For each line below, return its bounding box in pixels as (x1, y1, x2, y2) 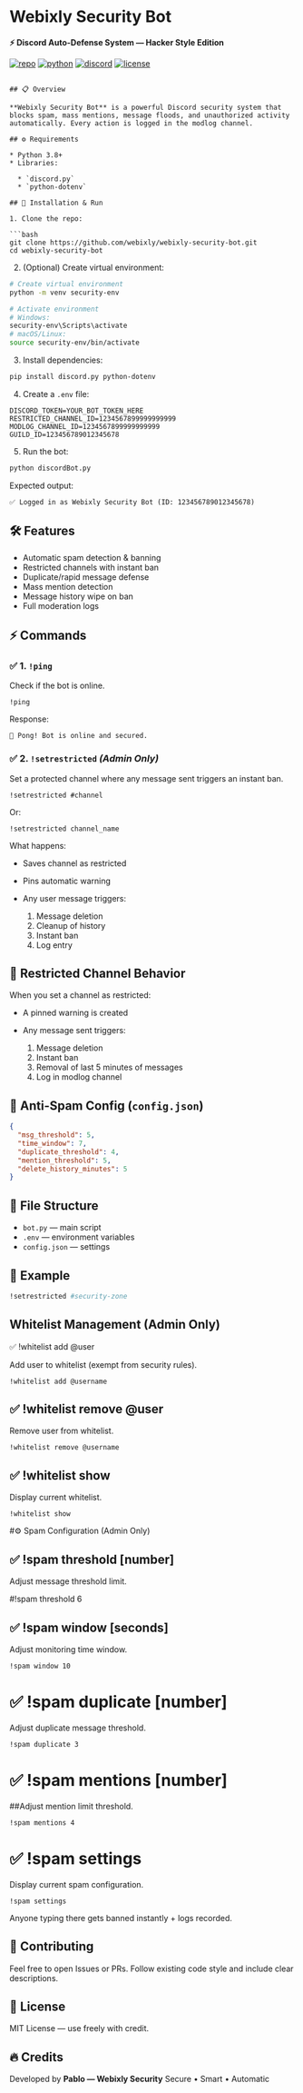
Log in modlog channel (35, 1071, 122, 1082)
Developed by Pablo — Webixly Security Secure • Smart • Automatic (9, 2074, 270, 2085)
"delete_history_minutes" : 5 (17, 1164, 128, 1173)
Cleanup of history (35, 920, 106, 931)
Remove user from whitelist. (9, 1425, 114, 1437)
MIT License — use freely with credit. (9, 2023, 150, 2034)
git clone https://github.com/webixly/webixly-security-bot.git (9, 238, 258, 247)
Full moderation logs (22, 600, 100, 611)
